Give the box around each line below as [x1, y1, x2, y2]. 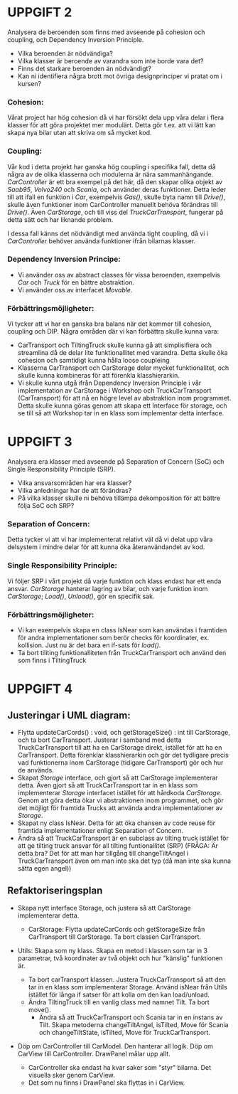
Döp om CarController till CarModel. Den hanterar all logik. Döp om [17, 1041, 213, 1050]
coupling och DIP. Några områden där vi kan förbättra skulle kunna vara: [7, 327, 219, 336]
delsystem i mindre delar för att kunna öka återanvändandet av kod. [7, 543, 205, 551]
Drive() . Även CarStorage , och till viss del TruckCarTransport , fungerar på [7, 208, 224, 216]
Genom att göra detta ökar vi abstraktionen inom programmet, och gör [17, 796, 224, 804]
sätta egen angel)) [17, 864, 72, 872]
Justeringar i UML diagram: [7, 709, 131, 721]
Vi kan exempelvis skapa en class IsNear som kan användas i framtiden [17, 625, 227, 634]
